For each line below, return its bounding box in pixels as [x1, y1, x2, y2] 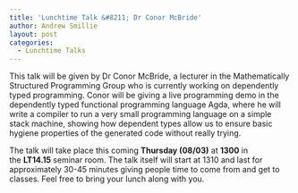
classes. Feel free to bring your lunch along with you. [9, 173, 205, 184]
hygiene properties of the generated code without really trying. [9, 128, 242, 138]
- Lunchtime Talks [17, 46, 87, 55]
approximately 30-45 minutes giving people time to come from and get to [9, 164, 280, 175]
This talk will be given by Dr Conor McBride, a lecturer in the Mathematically [9, 71, 290, 81]
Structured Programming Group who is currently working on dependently [9, 80, 279, 91]
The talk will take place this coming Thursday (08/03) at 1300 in [9, 145, 249, 156]
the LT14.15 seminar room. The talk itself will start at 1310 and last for [9, 155, 263, 165]
